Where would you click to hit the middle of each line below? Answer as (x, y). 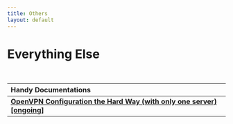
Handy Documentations (51, 90)
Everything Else (54, 54)
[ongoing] (27, 110)
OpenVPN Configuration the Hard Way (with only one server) (114, 102)
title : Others (28, 13)
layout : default (31, 20)
